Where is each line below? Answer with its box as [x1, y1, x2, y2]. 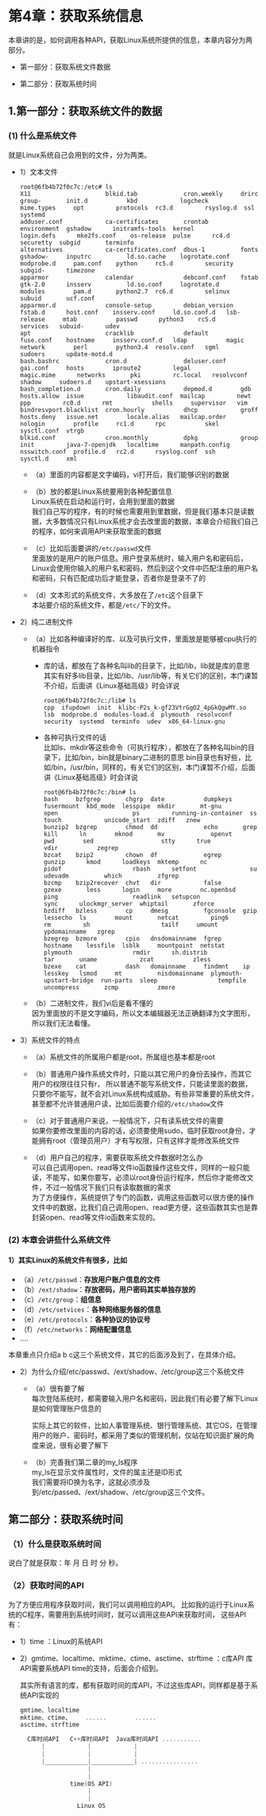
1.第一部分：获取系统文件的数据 [8, 104, 163, 118]
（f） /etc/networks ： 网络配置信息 [19, 1324, 133, 1334]
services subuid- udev [19, 322, 121, 331]
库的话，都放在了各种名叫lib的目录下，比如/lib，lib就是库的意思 [43, 660, 250, 670]
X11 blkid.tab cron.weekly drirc [19, 190, 259, 198]
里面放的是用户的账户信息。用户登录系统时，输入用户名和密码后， [31, 553, 248, 562]
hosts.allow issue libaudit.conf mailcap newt [19, 392, 252, 400]
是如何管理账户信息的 [31, 1403, 102, 1413]
